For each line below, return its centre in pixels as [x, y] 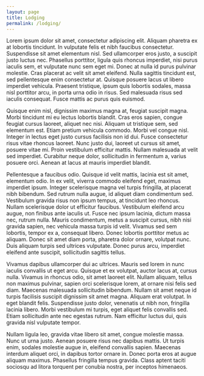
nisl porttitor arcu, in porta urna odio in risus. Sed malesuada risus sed [94, 93]
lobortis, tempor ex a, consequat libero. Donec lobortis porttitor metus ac [98, 233]
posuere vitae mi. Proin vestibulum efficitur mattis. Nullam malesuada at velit [102, 150]
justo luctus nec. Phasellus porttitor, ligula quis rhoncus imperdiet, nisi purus [102, 60]
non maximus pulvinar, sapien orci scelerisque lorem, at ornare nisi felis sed [101, 284]
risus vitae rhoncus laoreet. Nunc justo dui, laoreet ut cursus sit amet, [93, 143]
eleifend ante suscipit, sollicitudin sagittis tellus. [66, 252]
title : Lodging [26, 18]
